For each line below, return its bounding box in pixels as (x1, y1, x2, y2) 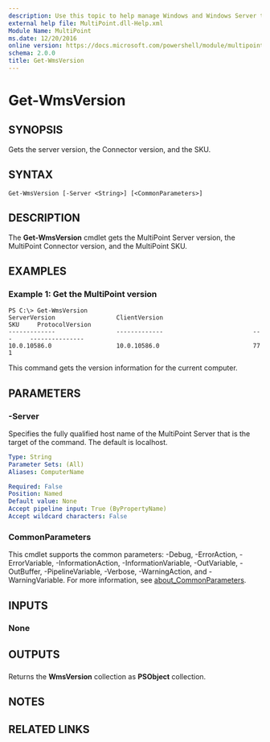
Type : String (8, 452, 52, 461)
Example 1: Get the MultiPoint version (8, 288, 157, 299)
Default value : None (8, 497, 78, 505)
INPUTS (8, 599, 48, 612)
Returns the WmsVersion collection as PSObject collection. (8, 671, 207, 681)
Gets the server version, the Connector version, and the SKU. (8, 144, 211, 154)
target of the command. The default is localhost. (8, 437, 168, 447)
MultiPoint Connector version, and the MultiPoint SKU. (8, 241, 187, 250)
